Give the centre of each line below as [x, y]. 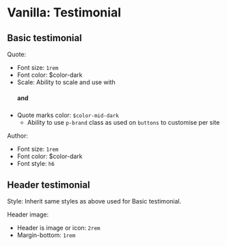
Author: [18, 136]
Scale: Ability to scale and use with [66, 82]
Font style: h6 [36, 163]
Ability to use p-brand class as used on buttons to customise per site [123, 122]
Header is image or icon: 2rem [58, 228]
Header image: [28, 214]
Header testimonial [49, 185]
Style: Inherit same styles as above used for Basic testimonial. [94, 201]
